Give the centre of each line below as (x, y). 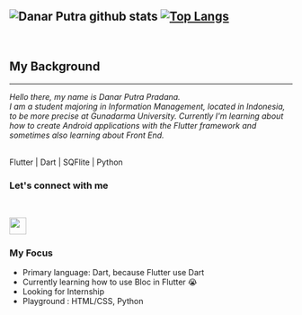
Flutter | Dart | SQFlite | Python (66, 162)
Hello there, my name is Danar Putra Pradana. (95, 96)
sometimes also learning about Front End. (87, 135)
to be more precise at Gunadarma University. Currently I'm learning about (147, 116)
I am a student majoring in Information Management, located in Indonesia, (147, 106)
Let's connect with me (59, 185)
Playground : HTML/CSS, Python (83, 301)
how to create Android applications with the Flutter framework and (133, 125)
